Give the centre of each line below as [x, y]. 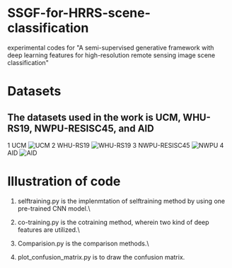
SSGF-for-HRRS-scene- [79, 13]
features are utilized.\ [48, 229]
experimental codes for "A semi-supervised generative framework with [111, 47]
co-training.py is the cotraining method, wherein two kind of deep [114, 222]
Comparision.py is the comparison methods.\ [83, 243]
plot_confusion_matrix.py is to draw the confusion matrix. [101, 257]
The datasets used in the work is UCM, [94, 117]
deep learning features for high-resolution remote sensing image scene [111, 55]
